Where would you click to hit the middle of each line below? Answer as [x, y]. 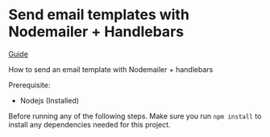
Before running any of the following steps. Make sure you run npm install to [135, 116]
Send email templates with [99, 15]
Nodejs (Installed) [49, 100]
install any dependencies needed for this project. [89, 124]
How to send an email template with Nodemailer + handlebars [111, 69]
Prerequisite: [29, 85]
